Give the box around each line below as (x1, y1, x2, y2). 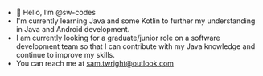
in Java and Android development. (15, 25, 130, 34)
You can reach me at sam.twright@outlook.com (15, 58, 175, 68)
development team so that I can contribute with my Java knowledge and (15, 42, 256, 51)
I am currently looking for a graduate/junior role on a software (15, 33, 220, 42)
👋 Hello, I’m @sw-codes (15, 8, 97, 17)
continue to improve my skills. (15, 50, 115, 59)
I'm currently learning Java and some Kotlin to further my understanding (15, 16, 256, 26)
